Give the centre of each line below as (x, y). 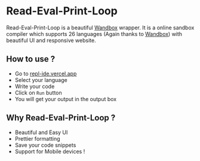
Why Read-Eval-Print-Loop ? (61, 118)
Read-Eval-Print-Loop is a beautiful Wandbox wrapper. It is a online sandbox (100, 28)
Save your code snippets (45, 145)
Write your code (35, 86)
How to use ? (31, 59)
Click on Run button (38, 92)
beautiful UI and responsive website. (51, 40)
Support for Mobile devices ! (50, 151)
